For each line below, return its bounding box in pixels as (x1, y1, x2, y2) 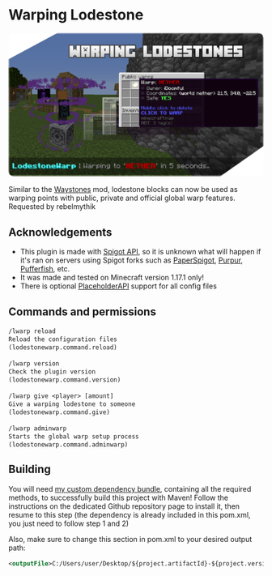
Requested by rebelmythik (8, 202, 96, 211)
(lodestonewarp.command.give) (8, 408, 111, 416)
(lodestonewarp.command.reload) (8, 343, 117, 352)
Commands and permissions (8, 305, 156, 318)
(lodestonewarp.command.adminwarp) (8, 441, 129, 449)
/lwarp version (8, 360, 60, 368)
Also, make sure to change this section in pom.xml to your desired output (8, 534, 253, 544)
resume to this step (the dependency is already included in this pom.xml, (8, 510, 251, 519)
